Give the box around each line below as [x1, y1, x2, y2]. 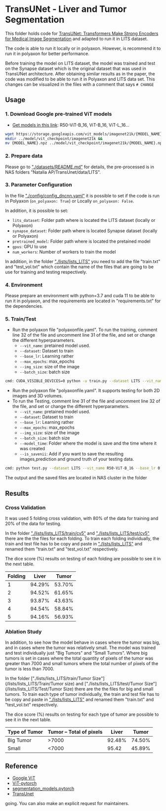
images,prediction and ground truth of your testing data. [19, 456, 134, 462]
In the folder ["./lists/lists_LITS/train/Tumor [5, 676, 91, 681]
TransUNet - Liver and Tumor [5, 3, 127, 15]
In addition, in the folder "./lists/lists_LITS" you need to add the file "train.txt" [5, 258, 161, 264]
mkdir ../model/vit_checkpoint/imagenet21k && [5, 136, 103, 141]
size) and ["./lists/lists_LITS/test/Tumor [65, 681, 144, 687]
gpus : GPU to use [12, 243, 47, 249]
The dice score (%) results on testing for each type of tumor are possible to [5, 711, 159, 718]
